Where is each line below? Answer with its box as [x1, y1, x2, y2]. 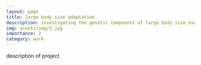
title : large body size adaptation [6, 14, 95, 20]
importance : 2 [6, 31, 42, 37]
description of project [6, 53, 60, 59]
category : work [6, 36, 44, 42]
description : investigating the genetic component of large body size [6, 19, 186, 25]
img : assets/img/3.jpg [6, 25, 63, 31]
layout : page [6, 8, 39, 15]
